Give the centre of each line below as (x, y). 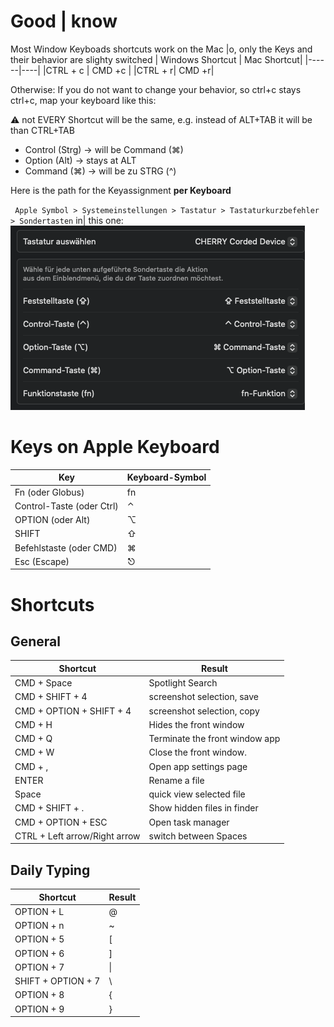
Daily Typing (50, 870)
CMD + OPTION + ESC (61, 822)
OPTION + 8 (39, 995)
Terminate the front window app (214, 739)
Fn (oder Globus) (49, 492)
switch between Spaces (198, 836)
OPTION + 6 (39, 953)
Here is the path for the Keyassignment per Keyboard (121, 190)
